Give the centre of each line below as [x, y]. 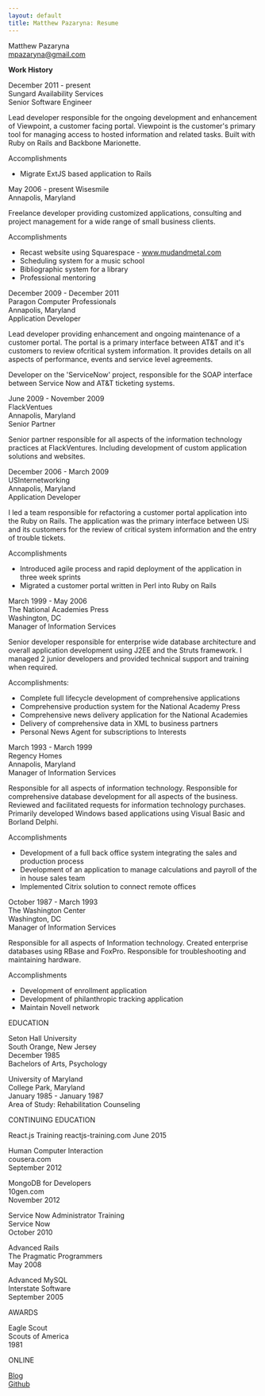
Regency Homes [35, 755]
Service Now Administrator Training [67, 1215]
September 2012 [35, 1168]
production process [52, 861]
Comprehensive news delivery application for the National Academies [134, 715]
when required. [33, 667]
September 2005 [36, 1297]
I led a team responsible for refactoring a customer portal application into [128, 512]
